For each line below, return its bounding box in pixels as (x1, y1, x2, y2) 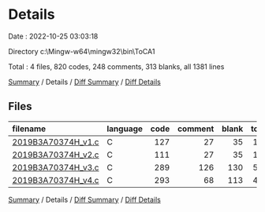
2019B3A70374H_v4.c (12, 174, 99, 185)
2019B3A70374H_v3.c (12, 162, 99, 173)
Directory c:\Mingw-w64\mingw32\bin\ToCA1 (8, 46, 155, 56)
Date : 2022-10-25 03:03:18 (8, 31, 99, 41)
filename (12, 123, 47, 134)
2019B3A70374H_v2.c (12, 149, 99, 160)
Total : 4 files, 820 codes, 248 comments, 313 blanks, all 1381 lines (8, 61, 225, 71)
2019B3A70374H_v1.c (12, 136, 99, 147)
